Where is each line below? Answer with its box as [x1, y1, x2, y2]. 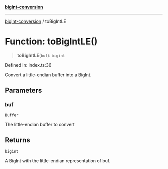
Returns [5, 136, 31, 144]
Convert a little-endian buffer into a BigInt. [5, 72, 92, 78]
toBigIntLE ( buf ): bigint [17, 52, 66, 58]
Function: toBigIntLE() [5, 36, 98, 47]
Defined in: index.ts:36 [5, 62, 52, 68]
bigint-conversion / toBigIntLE [5, 18, 66, 24]
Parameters [5, 86, 42, 95]
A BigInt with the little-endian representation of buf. [5, 158, 111, 164]
